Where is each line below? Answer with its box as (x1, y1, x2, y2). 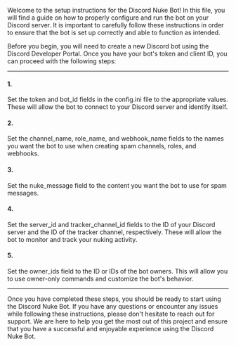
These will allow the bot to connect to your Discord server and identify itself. (7, 103, 228, 111)
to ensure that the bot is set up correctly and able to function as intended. (7, 28, 221, 37)
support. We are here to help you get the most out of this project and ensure (7, 317, 228, 326)
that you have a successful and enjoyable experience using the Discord (7, 325, 214, 333)
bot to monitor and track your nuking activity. (7, 235, 138, 243)
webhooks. (7, 149, 40, 158)
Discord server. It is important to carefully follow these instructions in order (7, 21, 224, 29)
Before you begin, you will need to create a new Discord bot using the (7, 42, 209, 50)
